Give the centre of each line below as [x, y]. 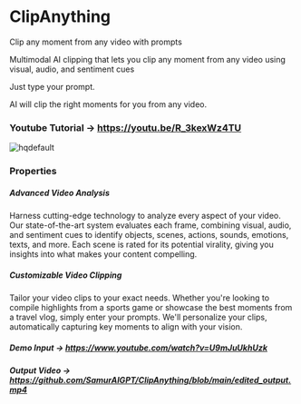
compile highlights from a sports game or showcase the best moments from [151, 308]
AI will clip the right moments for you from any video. [108, 104]
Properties [33, 172]
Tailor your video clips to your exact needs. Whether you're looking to [140, 298]
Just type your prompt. [52, 86]
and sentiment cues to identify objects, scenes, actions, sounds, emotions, [149, 235]
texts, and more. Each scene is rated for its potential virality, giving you [141, 245]
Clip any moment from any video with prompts [96, 42]
